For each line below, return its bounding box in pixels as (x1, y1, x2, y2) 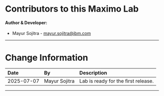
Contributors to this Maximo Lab (5, 3, 139, 15)
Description (79, 69, 107, 76)
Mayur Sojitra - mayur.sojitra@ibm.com (12, 31, 91, 36)
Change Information (5, 52, 88, 63)
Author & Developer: (5, 19, 47, 25)
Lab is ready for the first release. (79, 78, 154, 84)
